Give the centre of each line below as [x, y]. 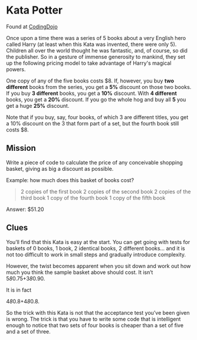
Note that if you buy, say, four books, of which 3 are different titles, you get [97, 117]
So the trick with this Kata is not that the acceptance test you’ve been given [98, 312]
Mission [21, 148]
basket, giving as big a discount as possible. [60, 169]
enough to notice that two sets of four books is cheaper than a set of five [95, 325]
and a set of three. [29, 331]
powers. [16, 69]
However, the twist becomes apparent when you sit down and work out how [98, 266]
